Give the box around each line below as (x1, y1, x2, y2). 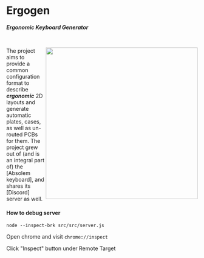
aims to (6, 53, 25, 61)
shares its (6, 182, 31, 190)
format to (6, 79, 30, 87)
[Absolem (6, 169, 30, 176)
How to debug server (6, 209, 61, 216)
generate (6, 105, 29, 112)
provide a (6, 60, 30, 67)
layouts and (6, 98, 35, 106)
